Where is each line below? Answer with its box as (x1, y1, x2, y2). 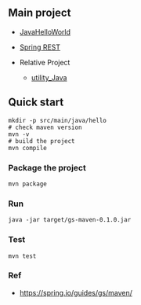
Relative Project (19, 57, 70, 67)
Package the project (8, 162, 86, 173)
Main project (8, 6, 71, 20)
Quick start (8, 96, 64, 109)
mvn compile (8, 144, 47, 152)
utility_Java (31, 72, 67, 82)
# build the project (8, 137, 76, 145)
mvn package (8, 180, 47, 188)
